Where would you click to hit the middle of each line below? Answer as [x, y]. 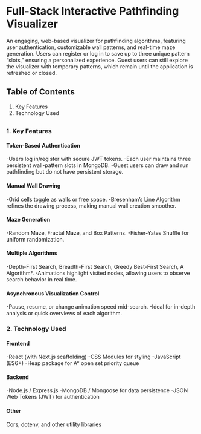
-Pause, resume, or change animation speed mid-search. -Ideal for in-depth [101, 307]
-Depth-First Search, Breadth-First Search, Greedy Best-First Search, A [95, 266]
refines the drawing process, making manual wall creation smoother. [91, 205]
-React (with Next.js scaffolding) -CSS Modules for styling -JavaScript [94, 357]
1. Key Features [29, 131]
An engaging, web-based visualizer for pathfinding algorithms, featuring [96, 41]
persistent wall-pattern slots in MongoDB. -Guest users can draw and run [97, 165]
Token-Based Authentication [43, 145]
